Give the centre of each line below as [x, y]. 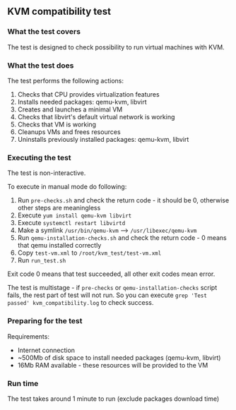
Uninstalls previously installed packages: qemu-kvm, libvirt [103, 139]
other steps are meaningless [59, 208]
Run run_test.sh [42, 260]
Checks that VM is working [57, 124]
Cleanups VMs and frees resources [69, 132]
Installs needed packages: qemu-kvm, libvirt [82, 102]
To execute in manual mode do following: [67, 187]
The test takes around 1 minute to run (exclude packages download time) [113, 399]
